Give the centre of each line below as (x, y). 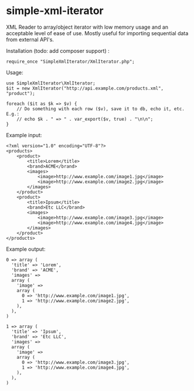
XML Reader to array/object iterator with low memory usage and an (87, 27)
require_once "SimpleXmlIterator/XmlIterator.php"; (70, 62)
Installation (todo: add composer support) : (58, 50)
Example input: (24, 135)
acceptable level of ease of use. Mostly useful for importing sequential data (97, 33)
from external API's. (30, 39)
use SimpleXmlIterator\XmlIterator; (51, 83)
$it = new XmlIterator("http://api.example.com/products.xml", (85, 88)
